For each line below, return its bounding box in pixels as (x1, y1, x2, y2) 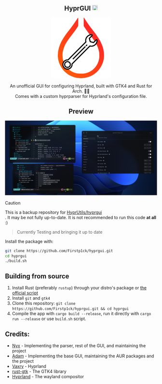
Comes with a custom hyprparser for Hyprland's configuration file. (15, 93, 147, 99)
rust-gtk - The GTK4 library (12, 368, 67, 374)
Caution (5, 200, 21, 206)
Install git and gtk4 (12, 295, 51, 301)
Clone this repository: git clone (12, 301, 76, 306)
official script (12, 290, 39, 296)
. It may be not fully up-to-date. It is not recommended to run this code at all (5, 214, 157, 220)
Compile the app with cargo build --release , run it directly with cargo (12, 311, 151, 317)
